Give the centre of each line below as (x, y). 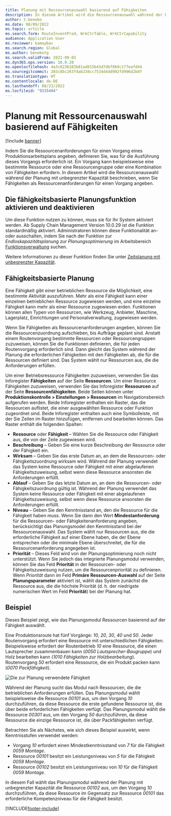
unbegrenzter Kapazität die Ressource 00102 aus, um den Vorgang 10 (79, 787)
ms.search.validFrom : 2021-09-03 (41, 57)
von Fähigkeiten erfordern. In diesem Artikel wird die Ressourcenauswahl (82, 173)
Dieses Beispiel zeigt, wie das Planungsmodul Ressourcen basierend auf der (85, 620)
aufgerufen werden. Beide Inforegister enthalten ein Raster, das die (76, 403)
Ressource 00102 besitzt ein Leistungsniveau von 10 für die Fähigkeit (85, 767)
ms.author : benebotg (27, 53)
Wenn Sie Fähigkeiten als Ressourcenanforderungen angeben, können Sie (83, 328)
